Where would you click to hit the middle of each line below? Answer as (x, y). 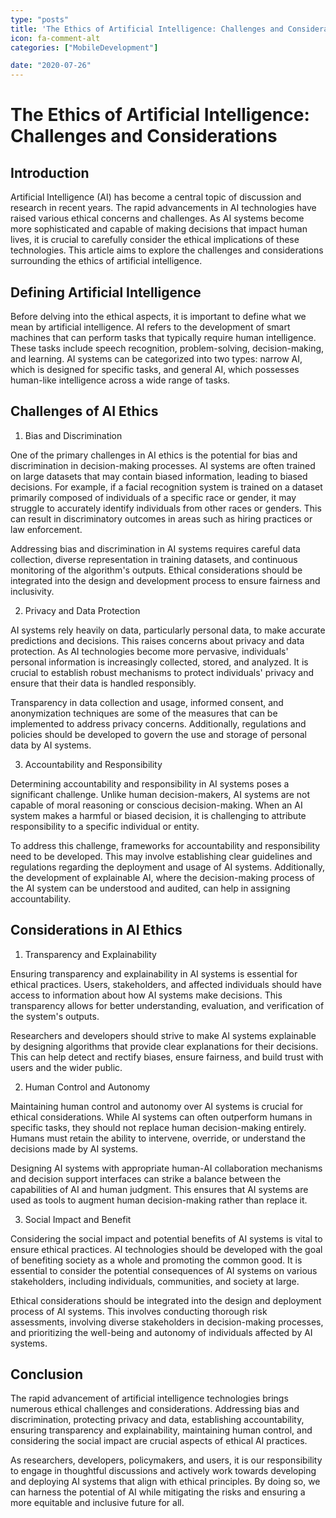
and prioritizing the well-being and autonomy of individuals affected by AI (161, 1332)
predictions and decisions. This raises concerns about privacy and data (157, 640)
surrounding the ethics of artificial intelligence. (106, 261)
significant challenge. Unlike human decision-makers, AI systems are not (160, 794)
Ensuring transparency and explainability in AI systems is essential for (154, 973)
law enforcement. (46, 529)
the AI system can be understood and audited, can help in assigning (150, 888)
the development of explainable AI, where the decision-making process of (163, 877)
